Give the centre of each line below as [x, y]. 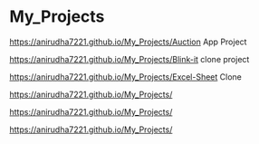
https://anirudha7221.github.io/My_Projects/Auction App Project [128, 42]
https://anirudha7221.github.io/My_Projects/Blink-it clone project [129, 59]
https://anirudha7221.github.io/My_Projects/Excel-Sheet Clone [126, 77]
